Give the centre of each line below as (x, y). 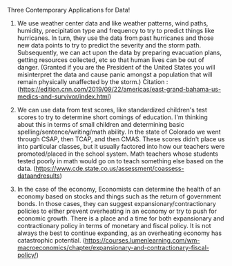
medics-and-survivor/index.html (63, 96)
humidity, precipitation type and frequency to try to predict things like (116, 31)
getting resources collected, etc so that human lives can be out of (111, 60)
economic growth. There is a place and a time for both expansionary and (120, 218)
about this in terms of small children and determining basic (100, 124)
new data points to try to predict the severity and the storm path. (109, 45)
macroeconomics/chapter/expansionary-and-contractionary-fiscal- (113, 248)
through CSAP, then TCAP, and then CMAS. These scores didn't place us (121, 139)
